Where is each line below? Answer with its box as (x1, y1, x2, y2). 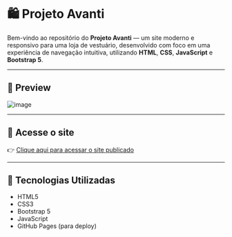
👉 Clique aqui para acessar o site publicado (7, 145, 135, 154)
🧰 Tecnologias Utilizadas (7, 174, 115, 186)
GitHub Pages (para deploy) (17, 222, 97, 230)
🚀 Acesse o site (7, 127, 75, 138)
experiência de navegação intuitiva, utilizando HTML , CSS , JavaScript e (7, 48, 213, 56)
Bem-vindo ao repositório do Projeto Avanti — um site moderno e (7, 33, 195, 42)
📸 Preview (7, 82, 51, 94)
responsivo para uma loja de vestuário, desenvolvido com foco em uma (7, 41, 211, 49)
